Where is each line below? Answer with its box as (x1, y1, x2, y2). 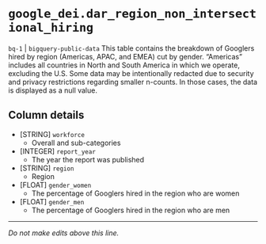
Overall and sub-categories (31, 138, 121, 147)
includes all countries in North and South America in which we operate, (8, 60, 240, 70)
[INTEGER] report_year (19, 146, 97, 156)
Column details (8, 109, 85, 122)
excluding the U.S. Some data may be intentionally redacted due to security (8, 68, 255, 78)
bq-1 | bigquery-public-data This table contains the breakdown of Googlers (8, 43, 255, 53)
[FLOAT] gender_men (19, 196, 85, 206)
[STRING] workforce (19, 129, 85, 139)
